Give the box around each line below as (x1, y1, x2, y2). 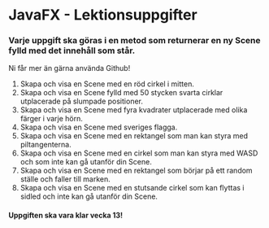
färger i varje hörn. (20, 114, 84, 124)
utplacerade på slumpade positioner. (20, 96, 144, 107)
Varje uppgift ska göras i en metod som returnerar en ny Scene (8, 35, 262, 46)
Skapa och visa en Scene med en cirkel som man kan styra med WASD (20, 148, 258, 158)
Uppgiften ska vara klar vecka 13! (8, 210, 124, 221)
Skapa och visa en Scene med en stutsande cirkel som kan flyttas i (20, 183, 245, 193)
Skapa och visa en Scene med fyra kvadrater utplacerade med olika (20, 105, 248, 115)
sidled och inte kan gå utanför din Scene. (20, 191, 158, 201)
